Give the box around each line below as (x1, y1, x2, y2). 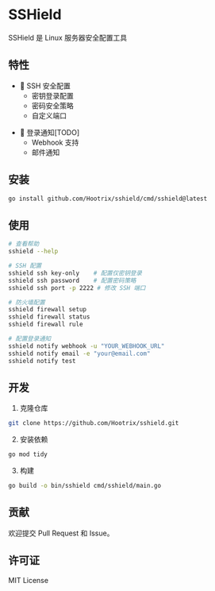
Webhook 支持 (31, 137, 79, 147)
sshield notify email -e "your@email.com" (8, 350, 151, 357)
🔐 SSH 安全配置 (19, 81, 71, 91)
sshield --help (8, 248, 59, 256)
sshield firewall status (8, 313, 90, 321)
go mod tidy (8, 450, 48, 458)
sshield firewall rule (8, 320, 83, 329)
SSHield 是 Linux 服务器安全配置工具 (8, 33, 128, 42)
